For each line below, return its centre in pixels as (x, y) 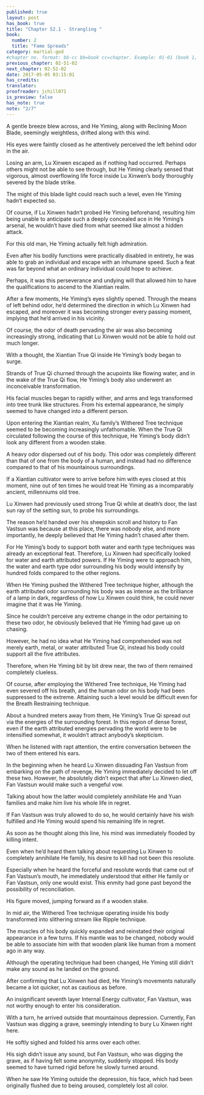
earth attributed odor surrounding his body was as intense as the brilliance (100, 591)
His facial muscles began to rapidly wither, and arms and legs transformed (100, 398)
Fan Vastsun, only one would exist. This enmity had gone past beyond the (99, 882)
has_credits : (23, 80)
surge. (14, 361)
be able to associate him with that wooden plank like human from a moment (101, 944)
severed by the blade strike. (41, 182)
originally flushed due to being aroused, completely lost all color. (87, 1085)
